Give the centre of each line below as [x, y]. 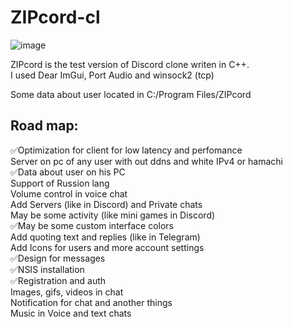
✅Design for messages [58, 258]
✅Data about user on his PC [68, 172]
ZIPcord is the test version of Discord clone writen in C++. [130, 64]
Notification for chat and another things [91, 302]
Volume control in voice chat [69, 193]
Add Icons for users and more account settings [107, 247]
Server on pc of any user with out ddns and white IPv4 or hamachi [146, 161]
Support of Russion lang [60, 183]
